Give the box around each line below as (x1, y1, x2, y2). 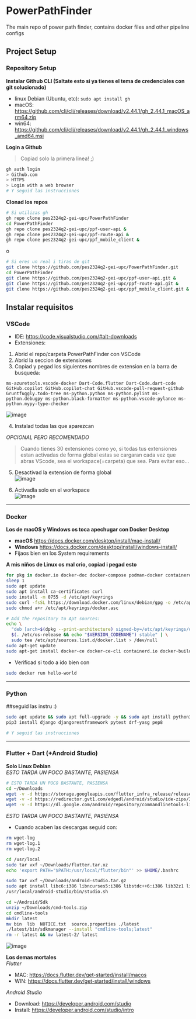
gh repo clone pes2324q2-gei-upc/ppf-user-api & (6, 226, 127, 232)
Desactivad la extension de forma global (14, 469, 112, 476)
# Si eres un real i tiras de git (6, 259, 90, 265)
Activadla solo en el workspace (14, 486, 90, 493)
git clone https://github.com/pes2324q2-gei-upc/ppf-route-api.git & (6, 281, 179, 286)
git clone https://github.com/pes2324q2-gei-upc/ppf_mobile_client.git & (6, 286, 190, 292)
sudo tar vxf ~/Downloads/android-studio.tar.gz (6, 878, 127, 884)
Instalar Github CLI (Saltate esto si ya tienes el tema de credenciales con (6, 77, 185, 84)
